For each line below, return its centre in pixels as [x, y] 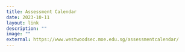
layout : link [23, 23]
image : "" [19, 34]
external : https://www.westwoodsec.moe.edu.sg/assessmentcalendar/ [93, 39]
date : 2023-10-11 [28, 17]
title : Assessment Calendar [42, 12]
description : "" [27, 28]
